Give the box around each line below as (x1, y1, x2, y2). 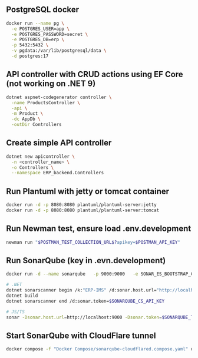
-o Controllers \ (11, 164, 54, 170)
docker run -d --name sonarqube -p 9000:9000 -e (6, 271, 138, 277)
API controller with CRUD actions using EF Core (6, 69, 184, 79)
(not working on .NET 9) (6, 79, 96, 89)
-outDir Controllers (11, 122, 62, 128)
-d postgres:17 (11, 53, 49, 59)
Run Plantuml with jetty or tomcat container (6, 186, 170, 196)
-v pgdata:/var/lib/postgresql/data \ (11, 48, 107, 54)
